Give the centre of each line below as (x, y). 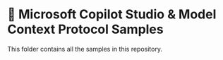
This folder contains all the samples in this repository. (85, 49)
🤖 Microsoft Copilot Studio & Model (112, 14)
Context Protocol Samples (85, 29)
